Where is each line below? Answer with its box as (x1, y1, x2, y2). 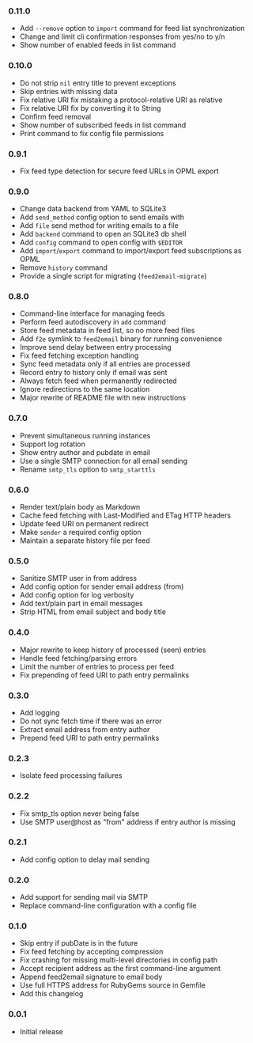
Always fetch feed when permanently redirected (19, 376, 177, 385)
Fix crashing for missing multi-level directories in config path (19, 955, 217, 965)
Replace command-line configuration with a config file (19, 901, 198, 911)
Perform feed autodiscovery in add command (19, 317, 166, 327)
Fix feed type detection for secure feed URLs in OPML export (19, 166, 219, 176)
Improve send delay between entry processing (19, 343, 172, 352)
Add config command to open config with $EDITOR (19, 237, 183, 247)
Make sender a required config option (19, 528, 142, 537)
